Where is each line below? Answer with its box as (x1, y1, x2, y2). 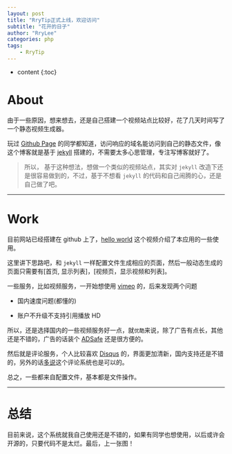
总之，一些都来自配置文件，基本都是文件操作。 (7, 372, 140, 381)
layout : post (7, 10, 45, 17)
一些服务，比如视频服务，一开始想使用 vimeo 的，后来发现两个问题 (7, 281, 197, 290)
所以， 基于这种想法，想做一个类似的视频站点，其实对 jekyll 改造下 (23, 162, 217, 171)
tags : (7, 42, 23, 49)
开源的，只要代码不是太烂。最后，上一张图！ (7, 439, 135, 447)
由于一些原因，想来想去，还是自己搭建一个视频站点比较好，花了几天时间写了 (7, 116, 225, 124)
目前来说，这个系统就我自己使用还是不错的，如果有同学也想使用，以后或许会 (7, 430, 225, 439)
